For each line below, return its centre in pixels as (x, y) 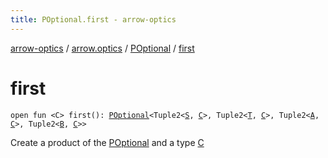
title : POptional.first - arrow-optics (93, 19)
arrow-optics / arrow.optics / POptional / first (102, 48)
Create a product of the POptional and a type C (107, 142)
